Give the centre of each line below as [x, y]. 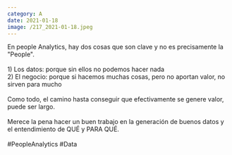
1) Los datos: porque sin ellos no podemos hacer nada [86, 69]
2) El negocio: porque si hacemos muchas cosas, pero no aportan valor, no [116, 77]
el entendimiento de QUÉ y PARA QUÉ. [63, 129]
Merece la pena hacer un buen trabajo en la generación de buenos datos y [116, 122]
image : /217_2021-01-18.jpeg [50, 27]
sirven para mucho [35, 85]
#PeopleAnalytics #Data [42, 144]
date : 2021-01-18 [33, 20]
